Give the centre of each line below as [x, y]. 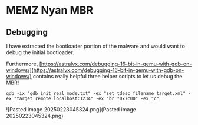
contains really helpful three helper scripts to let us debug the [108, 76]
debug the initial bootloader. [40, 52]
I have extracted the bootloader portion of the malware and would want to [96, 46]
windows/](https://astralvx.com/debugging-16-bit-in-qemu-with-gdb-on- [95, 70]
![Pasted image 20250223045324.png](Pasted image [71, 109]
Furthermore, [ [24, 64]
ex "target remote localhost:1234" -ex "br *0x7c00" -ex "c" [83, 98]
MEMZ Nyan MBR [49, 10]
